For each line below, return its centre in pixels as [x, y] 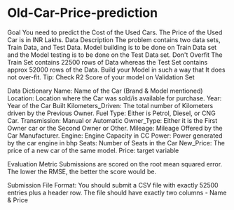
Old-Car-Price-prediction [83, 13]
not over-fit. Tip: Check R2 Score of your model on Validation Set [101, 77]
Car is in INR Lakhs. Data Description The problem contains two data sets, [114, 39]
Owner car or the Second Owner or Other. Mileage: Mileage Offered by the [115, 128]
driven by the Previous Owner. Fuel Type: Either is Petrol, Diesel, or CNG [111, 113]
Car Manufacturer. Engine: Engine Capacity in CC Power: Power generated [115, 136]
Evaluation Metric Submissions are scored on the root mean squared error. [115, 164]
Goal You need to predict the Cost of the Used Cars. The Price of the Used [115, 32]
